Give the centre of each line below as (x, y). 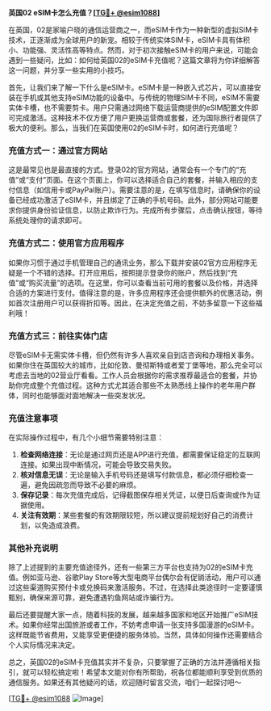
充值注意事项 (33, 418)
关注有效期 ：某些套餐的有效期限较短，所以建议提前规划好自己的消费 (133, 515)
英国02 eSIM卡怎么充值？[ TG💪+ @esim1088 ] (84, 13)
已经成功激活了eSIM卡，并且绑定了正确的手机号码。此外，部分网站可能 (133, 200)
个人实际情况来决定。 (44, 645)
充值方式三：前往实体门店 (58, 336)
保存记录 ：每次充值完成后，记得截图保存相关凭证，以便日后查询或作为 (137, 495)
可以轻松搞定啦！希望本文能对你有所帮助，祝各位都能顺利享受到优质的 (146, 672)
